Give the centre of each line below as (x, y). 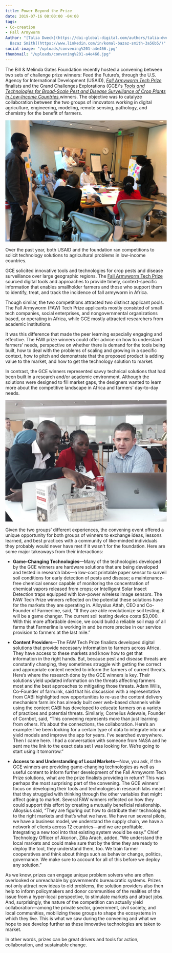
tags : (11, 22)
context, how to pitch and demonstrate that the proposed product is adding (85, 356)
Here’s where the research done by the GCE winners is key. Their (81, 675)
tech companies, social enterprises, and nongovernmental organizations (81, 313)
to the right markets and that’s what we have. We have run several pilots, (89, 815)
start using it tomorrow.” (38, 751)
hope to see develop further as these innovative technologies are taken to (83, 924)
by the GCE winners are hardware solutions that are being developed (85, 567)
